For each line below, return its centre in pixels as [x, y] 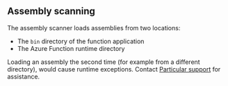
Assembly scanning [51, 11]
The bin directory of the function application [81, 41]
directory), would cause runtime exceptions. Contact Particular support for [114, 69]
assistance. [24, 76]
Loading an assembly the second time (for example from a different [104, 62]
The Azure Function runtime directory [71, 48]
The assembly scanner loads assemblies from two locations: [94, 28]
